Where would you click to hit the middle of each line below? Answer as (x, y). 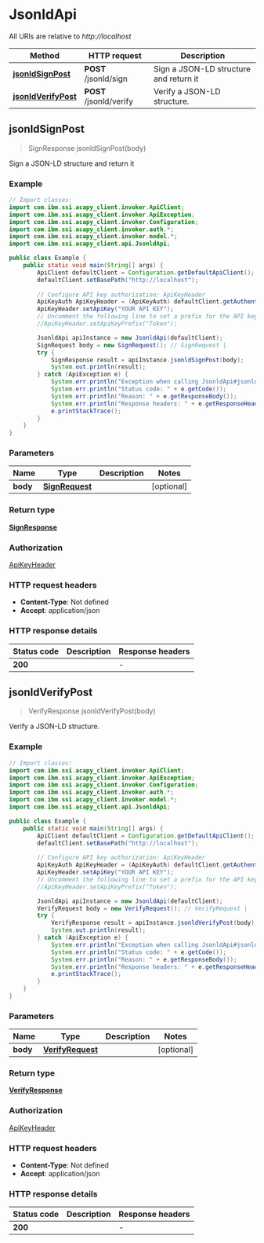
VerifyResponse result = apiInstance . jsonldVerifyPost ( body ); (154, 923)
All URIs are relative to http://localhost (70, 36)
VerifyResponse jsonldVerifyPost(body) (92, 711)
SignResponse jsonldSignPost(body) (87, 148)
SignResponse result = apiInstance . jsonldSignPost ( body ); (147, 360)
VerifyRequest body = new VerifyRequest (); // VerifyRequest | (142, 908)
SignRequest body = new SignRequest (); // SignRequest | (132, 345)
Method (45, 55)
